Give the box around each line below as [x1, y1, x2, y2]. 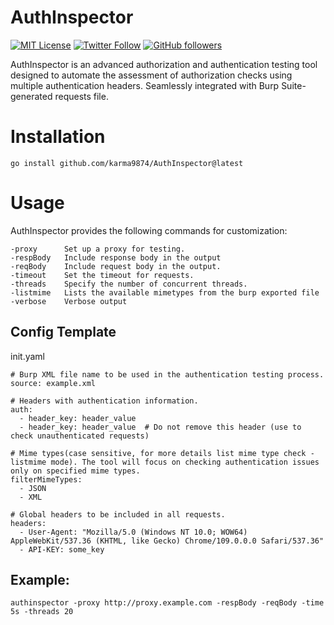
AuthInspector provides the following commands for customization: [10, 224, 288, 236]
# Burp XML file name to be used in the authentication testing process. [10, 369, 325, 380]
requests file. [54, 90, 109, 102]
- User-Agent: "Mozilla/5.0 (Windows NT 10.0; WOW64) [19, 527, 248, 537]
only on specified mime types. [10, 466, 141, 476]
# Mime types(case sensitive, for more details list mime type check [10, 448, 307, 458]
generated [10, 90, 53, 102]
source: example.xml [10, 378, 97, 388]
